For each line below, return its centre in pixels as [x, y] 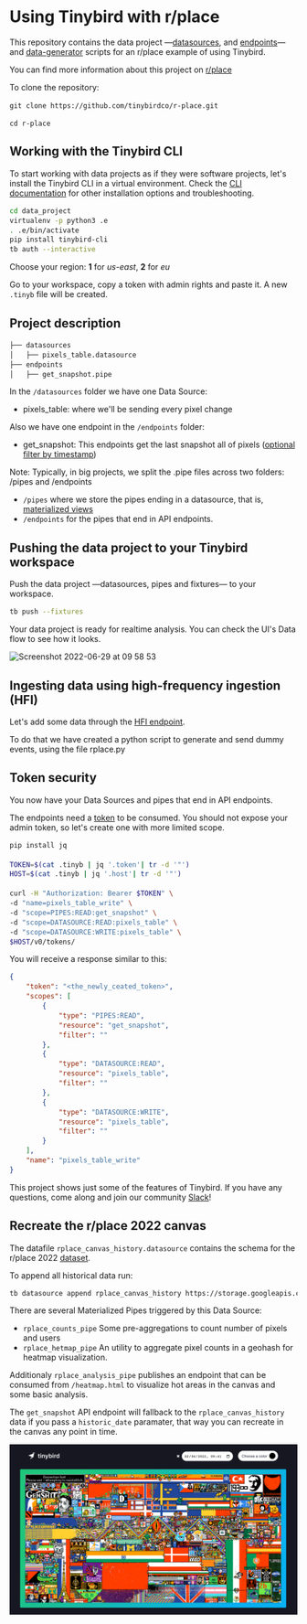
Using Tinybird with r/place [115, 17]
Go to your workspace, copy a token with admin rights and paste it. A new [148, 284]
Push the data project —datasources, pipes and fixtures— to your [133, 584]
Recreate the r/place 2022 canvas [108, 1226]
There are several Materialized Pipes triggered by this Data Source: [136, 1310]
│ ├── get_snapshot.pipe [61, 374]
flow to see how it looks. [55, 639]
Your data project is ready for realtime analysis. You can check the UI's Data [153, 629]
